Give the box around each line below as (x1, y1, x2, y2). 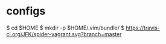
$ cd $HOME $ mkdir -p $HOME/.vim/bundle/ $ (6, 24, 125, 31)
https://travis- (126, 24, 160, 31)
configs (6, 4, 46, 18)
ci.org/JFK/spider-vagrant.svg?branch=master (6, 30, 122, 37)
